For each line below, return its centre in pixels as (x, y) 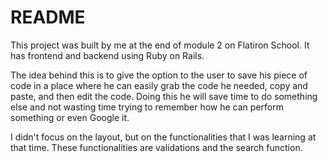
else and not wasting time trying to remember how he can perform (147, 107)
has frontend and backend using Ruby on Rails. (107, 55)
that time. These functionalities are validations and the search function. (156, 147)
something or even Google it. (70, 117)
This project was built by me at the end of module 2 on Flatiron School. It (160, 45)
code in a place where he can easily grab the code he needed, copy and (159, 85)
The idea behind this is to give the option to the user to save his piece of (159, 75)
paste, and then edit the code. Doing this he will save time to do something (164, 96)
